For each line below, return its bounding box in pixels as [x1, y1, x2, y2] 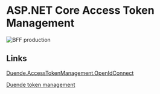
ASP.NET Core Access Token [6, 4, 155, 17]
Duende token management [6, 81, 75, 88]
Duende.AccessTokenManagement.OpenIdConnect [6, 69, 134, 77]
